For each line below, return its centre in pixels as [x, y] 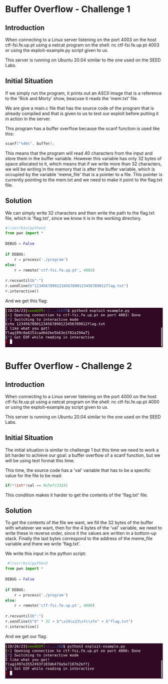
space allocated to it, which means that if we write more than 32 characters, [83, 164]
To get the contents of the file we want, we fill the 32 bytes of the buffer [79, 523]
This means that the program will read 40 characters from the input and [79, 153]
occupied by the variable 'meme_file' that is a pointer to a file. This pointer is [84, 174]
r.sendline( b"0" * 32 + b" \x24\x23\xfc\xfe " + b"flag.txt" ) [69, 621]
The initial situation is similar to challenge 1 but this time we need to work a [82, 450]
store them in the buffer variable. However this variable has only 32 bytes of [83, 158]
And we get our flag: [26, 636]
